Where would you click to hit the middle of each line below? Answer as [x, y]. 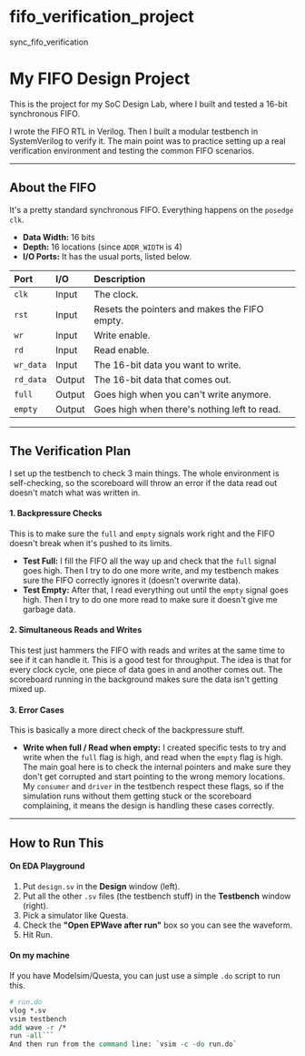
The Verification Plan [70, 451]
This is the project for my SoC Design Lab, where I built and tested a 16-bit [148, 104]
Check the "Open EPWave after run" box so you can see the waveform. [157, 925]
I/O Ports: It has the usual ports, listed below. [107, 256]
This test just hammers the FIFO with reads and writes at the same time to [148, 650]
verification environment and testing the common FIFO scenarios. [132, 150]
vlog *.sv [28, 1010]
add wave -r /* [38, 1027]
